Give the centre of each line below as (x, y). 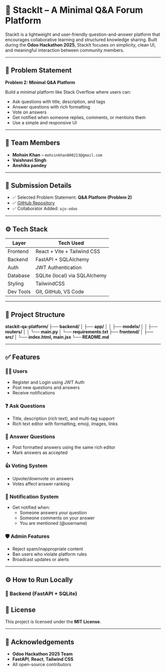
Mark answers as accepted (40, 452)
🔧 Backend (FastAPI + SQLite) (41, 594)
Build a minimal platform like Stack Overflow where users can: (68, 92)
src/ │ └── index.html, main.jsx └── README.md (57, 337)
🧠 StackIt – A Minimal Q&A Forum (74, 10)
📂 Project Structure (35, 314)
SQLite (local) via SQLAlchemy (71, 276)
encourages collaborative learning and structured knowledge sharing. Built (81, 40)
